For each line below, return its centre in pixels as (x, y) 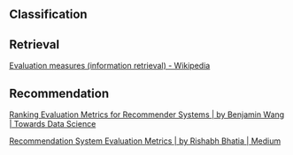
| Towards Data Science (53, 124)
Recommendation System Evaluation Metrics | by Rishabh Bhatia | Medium (145, 141)
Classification (48, 15)
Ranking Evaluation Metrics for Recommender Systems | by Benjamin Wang (147, 114)
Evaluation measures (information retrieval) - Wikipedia (110, 66)
